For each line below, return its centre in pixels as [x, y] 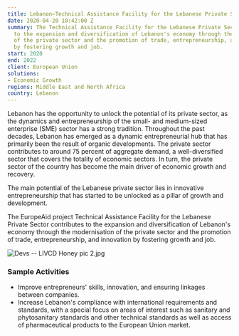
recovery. [21, 174]
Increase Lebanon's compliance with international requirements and [117, 303]
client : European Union [43, 67]
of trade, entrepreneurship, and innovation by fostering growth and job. [112, 240]
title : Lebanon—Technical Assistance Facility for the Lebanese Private [117, 14]
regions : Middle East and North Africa [67, 87]
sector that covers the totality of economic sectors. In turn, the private [110, 159]
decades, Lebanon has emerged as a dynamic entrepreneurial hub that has [117, 137]
